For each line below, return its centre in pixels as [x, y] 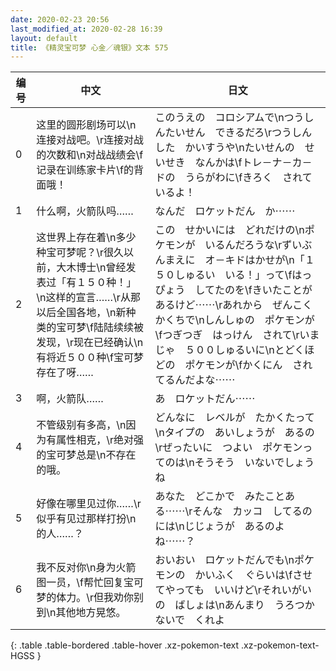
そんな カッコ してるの [252, 511]
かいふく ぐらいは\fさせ [253, 575]
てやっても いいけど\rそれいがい [233, 590]
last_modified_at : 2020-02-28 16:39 [86, 29]
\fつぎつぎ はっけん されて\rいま [237, 335]
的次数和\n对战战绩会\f [90, 155]
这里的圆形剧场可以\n [86, 125]
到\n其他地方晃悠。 [81, 613]
